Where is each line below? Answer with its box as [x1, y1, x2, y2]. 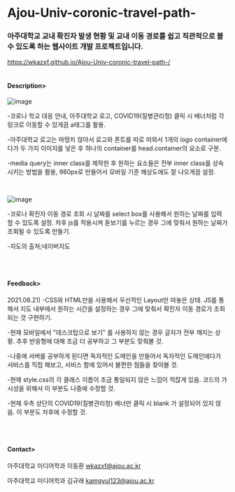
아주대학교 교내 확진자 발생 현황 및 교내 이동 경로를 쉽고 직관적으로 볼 [7, 31, 224, 41]
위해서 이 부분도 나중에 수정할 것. [25, 384, 115, 393]
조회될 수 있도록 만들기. [7, 227, 71, 235]
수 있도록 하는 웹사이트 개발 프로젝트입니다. [7, 42, 143, 52]
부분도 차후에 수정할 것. [23, 407, 87, 416]
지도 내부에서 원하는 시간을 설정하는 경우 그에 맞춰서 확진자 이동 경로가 [20, 304, 213, 313]
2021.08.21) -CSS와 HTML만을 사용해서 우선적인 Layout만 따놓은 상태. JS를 [7, 295, 218, 304]
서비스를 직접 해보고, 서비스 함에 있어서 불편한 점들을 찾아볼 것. [7, 360, 179, 369]
